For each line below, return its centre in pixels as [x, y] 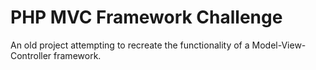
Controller [31, 55]
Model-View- [279, 45]
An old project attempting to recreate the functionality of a [130, 45]
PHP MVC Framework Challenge [146, 17]
